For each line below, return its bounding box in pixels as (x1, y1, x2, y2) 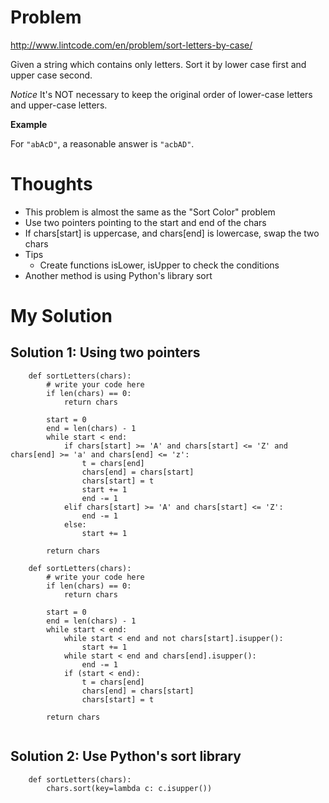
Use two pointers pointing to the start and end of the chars (24, 216, 267, 228)
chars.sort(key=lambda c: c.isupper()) (46, 783, 213, 793)
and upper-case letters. (10, 99, 108, 111)
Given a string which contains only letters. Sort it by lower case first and (10, 58, 307, 70)
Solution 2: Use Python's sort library (10, 748, 242, 765)
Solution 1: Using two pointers (10, 344, 201, 361)
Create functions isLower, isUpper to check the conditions (39, 259, 280, 271)
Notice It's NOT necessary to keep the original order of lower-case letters (10, 88, 313, 100)
